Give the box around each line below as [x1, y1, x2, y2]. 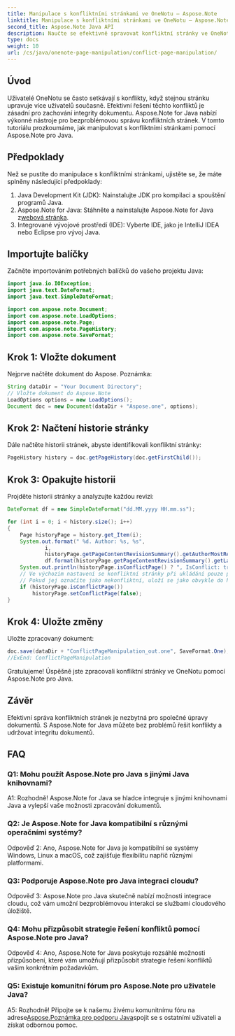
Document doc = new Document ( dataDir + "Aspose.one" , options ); [7, 403, 199, 410]
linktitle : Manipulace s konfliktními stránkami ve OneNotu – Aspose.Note [7, 17, 230, 24]
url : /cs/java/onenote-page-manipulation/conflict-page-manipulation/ [7, 50, 218, 57]
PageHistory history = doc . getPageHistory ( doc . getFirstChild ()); [7, 454, 201, 462]
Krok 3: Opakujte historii [7, 474, 116, 485]
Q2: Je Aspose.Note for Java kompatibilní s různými [7, 819, 188, 829]
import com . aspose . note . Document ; [7, 306, 108, 313]
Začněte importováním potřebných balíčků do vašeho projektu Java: [7, 267, 204, 275]
